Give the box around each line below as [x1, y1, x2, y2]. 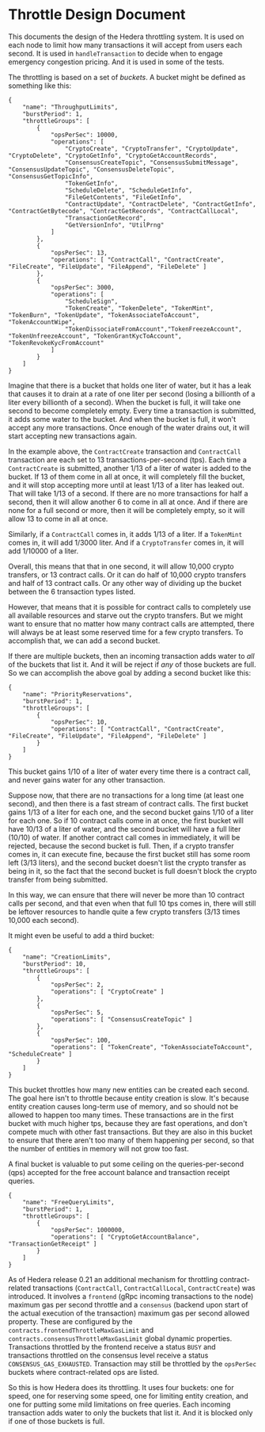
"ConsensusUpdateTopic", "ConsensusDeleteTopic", [8, 165, 176, 174]
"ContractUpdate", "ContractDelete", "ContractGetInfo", [64, 200, 257, 208]
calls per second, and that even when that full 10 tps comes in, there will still [8, 898, 256, 908]
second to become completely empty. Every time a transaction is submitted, [8, 406, 256, 415]
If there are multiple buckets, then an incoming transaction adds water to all [8, 651, 255, 660]
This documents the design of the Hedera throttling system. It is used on [8, 32, 244, 41]
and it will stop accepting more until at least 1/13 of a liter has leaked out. [8, 480, 244, 489]
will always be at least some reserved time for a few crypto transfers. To [8, 627, 244, 637]
